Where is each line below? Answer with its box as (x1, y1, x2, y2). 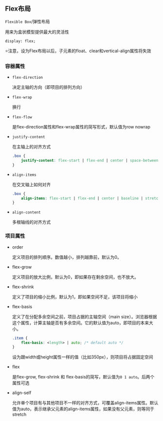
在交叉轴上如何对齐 (12, 181, 51, 187)
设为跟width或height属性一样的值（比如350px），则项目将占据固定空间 (12, 354, 153, 360)
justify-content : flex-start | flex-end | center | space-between (21, 158, 159, 163)
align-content (12, 210, 41, 215)
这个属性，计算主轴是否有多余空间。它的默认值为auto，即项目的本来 (12, 319, 149, 326)
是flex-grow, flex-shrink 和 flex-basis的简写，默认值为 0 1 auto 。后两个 (12, 374, 155, 380)
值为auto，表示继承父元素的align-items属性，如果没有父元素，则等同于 (12, 406, 155, 412)
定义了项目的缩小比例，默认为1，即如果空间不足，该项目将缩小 (12, 294, 138, 299)
